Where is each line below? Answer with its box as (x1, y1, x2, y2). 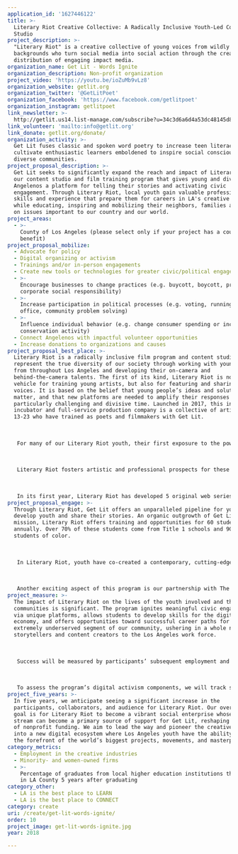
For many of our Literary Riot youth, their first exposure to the (16, 440, 220, 447)
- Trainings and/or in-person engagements (13, 261, 141, 269)
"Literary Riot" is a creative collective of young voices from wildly (13, 43, 230, 50)
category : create (7, 803, 59, 810)
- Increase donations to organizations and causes (13, 340, 166, 348)
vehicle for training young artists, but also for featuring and (13, 380, 211, 387)
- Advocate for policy (13, 248, 81, 256)
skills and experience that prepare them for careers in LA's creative (13, 195, 230, 202)
